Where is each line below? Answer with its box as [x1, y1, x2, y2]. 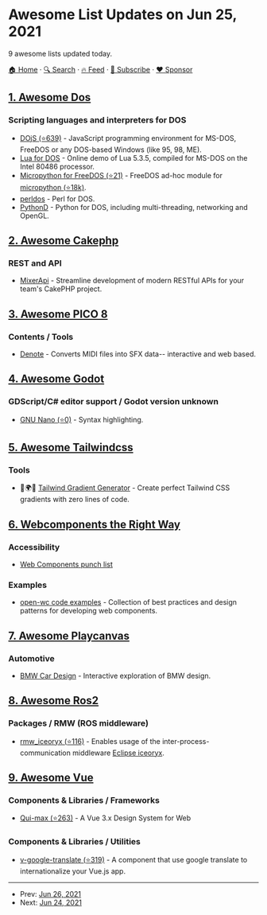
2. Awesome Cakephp [8, 234, 119, 247]
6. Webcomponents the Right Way [8, 517, 181, 531]
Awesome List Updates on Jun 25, [8, 6, 237, 24]
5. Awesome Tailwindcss [8, 441, 133, 454]
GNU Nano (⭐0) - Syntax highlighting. [19, 415, 144, 424]
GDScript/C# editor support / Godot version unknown [8, 396, 219, 407]
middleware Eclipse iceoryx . [72, 748, 165, 757]
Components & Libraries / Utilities [8, 836, 141, 847]
